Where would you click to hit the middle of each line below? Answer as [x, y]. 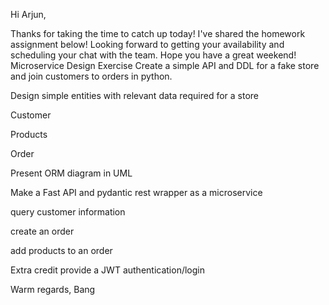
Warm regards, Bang [53, 289]
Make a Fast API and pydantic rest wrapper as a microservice [136, 192]
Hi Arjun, [28, 14]
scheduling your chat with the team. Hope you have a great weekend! [153, 55]
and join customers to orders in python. [91, 76]
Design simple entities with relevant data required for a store [135, 95]
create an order [42, 231]
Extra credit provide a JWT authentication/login [107, 270]
